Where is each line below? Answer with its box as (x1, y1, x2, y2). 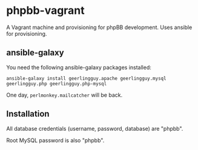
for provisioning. (6, 30, 47, 37)
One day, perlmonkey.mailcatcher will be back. (6, 91, 123, 99)
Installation (6, 109, 50, 119)
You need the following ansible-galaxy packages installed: (6, 64, 151, 71)
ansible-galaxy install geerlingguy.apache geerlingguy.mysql (6, 75, 167, 82)
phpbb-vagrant (6, 4, 85, 18)
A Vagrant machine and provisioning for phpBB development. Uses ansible (6, 24, 193, 31)
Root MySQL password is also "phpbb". (6, 137, 105, 144)
